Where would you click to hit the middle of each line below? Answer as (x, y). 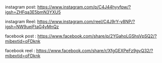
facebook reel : (20, 51)
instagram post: (21, 7)
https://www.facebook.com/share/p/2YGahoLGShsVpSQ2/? (97, 36)
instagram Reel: (21, 22)
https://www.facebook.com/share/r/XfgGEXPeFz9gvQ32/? (95, 51)
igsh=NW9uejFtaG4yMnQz (32, 27)
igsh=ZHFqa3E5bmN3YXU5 (33, 12)
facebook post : (21, 36)
